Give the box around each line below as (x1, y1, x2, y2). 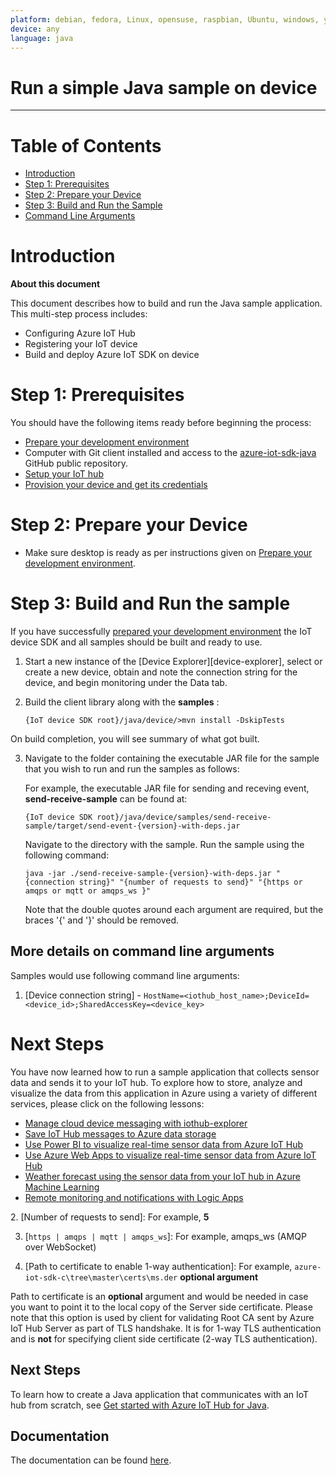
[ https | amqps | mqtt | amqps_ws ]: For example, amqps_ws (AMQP (24, 1230, 307, 1242)
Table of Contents (10, 134, 162, 157)
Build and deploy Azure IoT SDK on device (24, 349, 200, 361)
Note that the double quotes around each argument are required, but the (24, 904, 324, 915)
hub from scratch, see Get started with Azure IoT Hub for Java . (10, 1399, 270, 1411)
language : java (10, 33, 74, 43)
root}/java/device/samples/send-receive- (96, 812, 272, 822)
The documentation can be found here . (10, 1454, 172, 1466)
